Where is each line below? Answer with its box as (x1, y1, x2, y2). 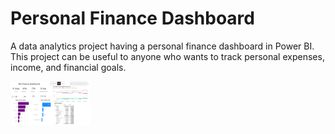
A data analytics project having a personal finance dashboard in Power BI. (10, 40, 315, 52)
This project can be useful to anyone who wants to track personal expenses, (10, 50, 325, 62)
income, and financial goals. (10, 61, 127, 73)
